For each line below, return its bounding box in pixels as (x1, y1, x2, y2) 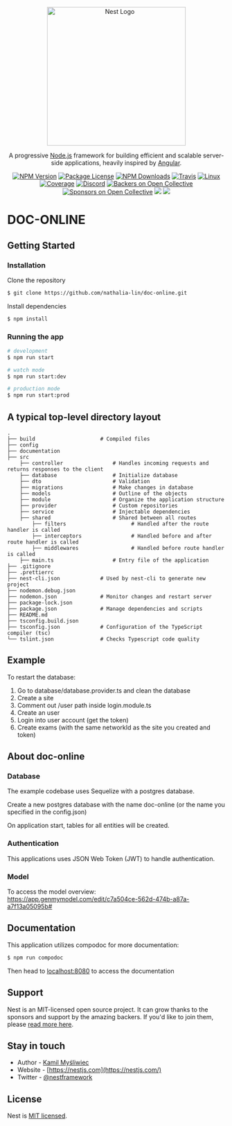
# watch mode (7, 366, 45, 374)
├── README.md (7, 611, 48, 618)
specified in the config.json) (7, 808, 87, 816)
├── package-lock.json (7, 599, 73, 606)
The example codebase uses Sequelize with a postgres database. (7, 787, 195, 795)
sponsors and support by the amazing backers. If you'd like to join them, (7, 1012, 213, 1021)
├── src (7, 453, 30, 460)
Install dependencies (7, 302, 67, 310)
